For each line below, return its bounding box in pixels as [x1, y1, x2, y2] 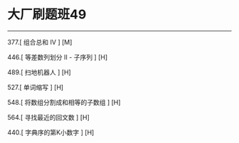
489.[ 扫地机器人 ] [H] [7, 68, 71, 76]
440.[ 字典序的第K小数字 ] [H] [7, 128, 95, 137]
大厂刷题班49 [7, 6, 87, 23]
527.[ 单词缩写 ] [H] [7, 83, 64, 91]
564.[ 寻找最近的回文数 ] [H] [7, 113, 90, 121]
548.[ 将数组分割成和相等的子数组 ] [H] [7, 98, 121, 106]
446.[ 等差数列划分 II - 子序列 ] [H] [7, 52, 108, 61]
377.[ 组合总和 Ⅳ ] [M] [7, 38, 73, 46]
